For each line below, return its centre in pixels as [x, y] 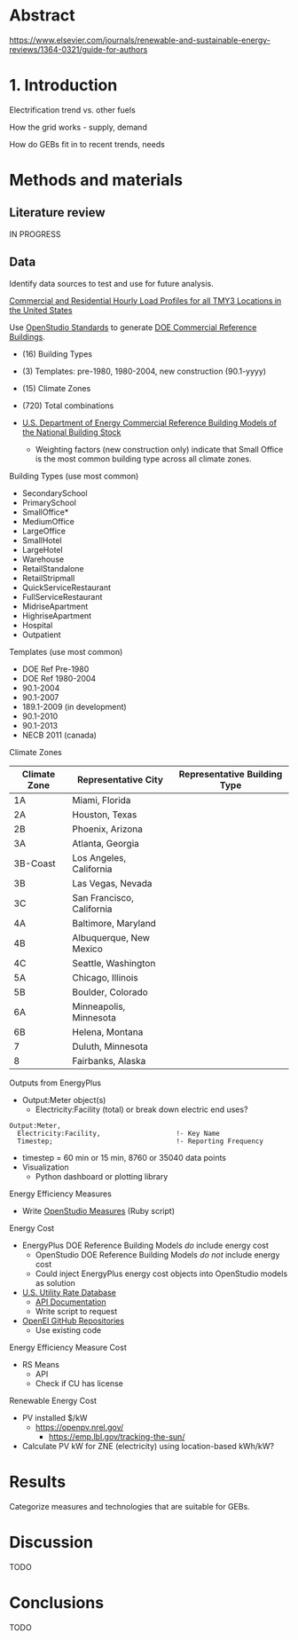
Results [38, 1482]
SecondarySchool [55, 493]
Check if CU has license [79, 1383]
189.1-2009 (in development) [74, 706]
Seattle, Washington [114, 963]
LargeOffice [44, 531]
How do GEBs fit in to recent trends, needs [87, 144]
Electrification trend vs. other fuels [72, 110]
